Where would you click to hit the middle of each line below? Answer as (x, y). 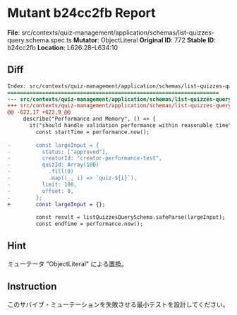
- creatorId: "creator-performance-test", (85, 158)
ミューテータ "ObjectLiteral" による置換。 (68, 263)
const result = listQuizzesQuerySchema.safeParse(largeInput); (130, 218)
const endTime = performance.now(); (89, 224)
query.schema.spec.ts (39, 40)
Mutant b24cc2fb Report (82, 13)
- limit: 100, (42, 184)
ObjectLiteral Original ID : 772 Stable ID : (159, 40)
